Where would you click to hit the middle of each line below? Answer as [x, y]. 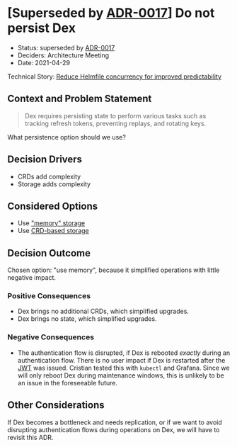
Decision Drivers [45, 160]
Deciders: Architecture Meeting [63, 55]
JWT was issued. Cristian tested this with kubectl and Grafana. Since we [123, 368]
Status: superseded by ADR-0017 [66, 47]
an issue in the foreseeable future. [68, 383]
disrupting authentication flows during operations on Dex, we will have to [114, 429]
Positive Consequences [49, 296]
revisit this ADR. [30, 437]
